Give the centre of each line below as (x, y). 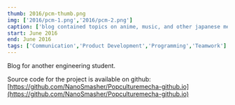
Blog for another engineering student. (62, 66)
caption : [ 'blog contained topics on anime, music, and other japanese (114, 26)
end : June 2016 (29, 40)
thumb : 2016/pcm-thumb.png (47, 14)
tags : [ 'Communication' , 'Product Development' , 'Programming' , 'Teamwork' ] (117, 46)
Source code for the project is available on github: (79, 79)
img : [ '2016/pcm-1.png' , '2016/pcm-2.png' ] (70, 20)
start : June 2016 (33, 33)
